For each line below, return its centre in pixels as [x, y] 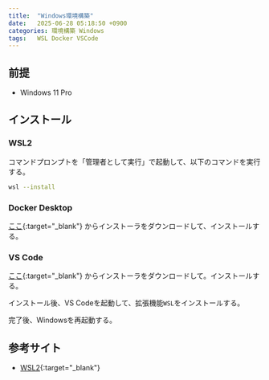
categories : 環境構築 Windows [56, 31]
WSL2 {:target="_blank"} [60, 368]
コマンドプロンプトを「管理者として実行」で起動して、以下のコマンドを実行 [134, 161]
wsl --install [32, 187]
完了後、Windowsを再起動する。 [63, 320]
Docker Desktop [41, 207]
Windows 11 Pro [46, 92]
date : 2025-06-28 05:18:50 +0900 [68, 23]
